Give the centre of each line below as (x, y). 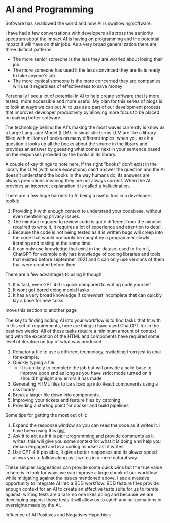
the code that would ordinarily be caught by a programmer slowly (81, 237)
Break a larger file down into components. (56, 395)
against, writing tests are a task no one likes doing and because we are (79, 494)
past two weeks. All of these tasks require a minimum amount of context (81, 331)
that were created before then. (45, 264)
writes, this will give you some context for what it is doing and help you (87, 441)
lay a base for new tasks (38, 300)
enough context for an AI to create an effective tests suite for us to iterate (82, 489)
